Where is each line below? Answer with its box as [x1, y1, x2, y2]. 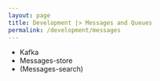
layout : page [8, 11, 51, 20]
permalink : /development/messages [8, 26, 122, 34]
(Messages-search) [19, 64, 84, 74]
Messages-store [19, 56, 73, 65]
